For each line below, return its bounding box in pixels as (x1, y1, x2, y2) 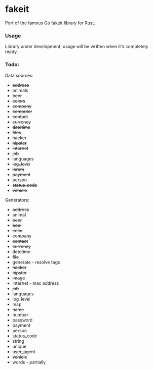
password (12, 317, 33, 323)
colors (12, 98, 26, 104)
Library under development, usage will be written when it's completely (5, 44, 149, 50)
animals (12, 87, 29, 93)
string (12, 338, 25, 344)
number (12, 312, 29, 317)
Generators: (5, 197, 30, 203)
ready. (5, 49, 18, 55)
